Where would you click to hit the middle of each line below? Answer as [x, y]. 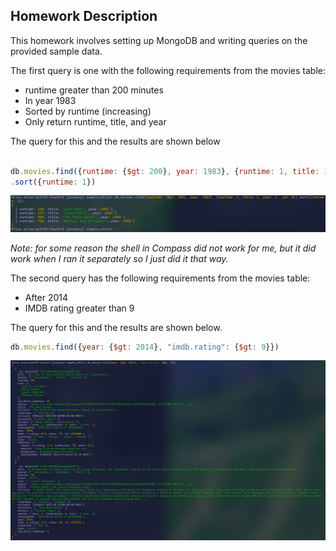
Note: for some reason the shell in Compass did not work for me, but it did [163, 248]
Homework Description [84, 16]
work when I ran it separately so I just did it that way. [119, 258]
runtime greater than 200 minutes [94, 90]
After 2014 [46, 297]
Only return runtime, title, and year [95, 121]
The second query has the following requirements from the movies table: [160, 278]
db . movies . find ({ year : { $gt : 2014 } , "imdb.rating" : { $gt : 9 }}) [145, 347]
